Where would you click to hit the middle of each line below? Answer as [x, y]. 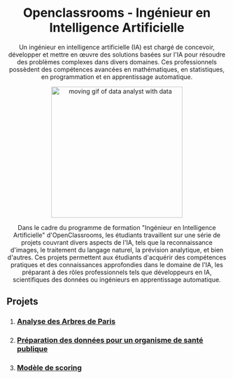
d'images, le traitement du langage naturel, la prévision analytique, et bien [117, 250]
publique [32, 349]
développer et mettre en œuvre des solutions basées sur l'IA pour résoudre [117, 55]
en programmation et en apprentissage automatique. [117, 77]
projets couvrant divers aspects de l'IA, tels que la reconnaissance [117, 242]
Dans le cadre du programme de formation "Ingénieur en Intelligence [117, 227]
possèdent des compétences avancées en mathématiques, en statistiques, [117, 69]
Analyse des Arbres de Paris [66, 322]
